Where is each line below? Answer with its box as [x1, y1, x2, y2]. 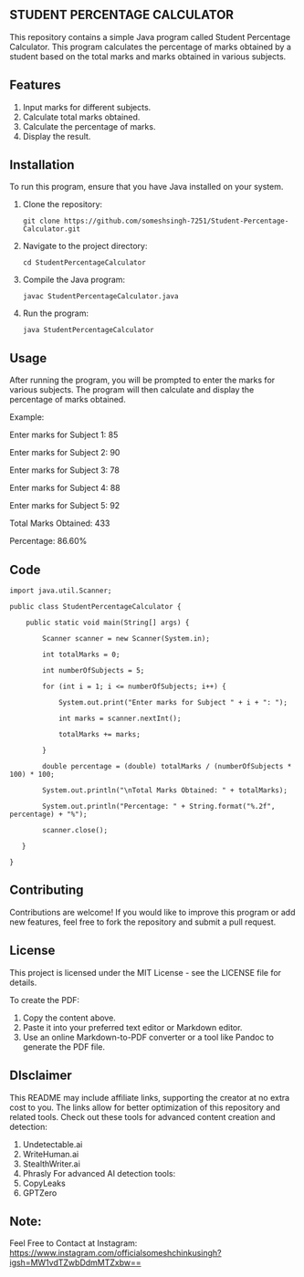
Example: [9, 412, 45, 423]
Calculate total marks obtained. [22, 111, 141, 122]
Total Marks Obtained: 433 [9, 518, 110, 529]
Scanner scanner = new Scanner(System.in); [42, 634, 210, 644]
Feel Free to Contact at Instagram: [9, 1238, 138, 1249]
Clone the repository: [22, 199, 103, 210]
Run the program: [22, 308, 89, 319]
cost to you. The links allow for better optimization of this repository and [9, 1102, 281, 1113]
